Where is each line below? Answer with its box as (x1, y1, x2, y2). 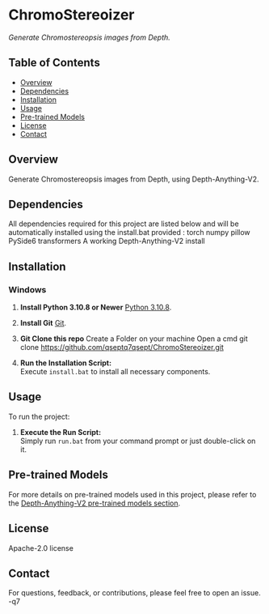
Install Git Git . (19, 318, 67, 328)
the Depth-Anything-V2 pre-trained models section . (8, 498, 181, 508)
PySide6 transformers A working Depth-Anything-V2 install (8, 237, 205, 246)
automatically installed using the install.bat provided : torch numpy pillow (8, 228, 250, 237)
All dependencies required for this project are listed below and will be (8, 219, 240, 228)
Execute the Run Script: (19, 427, 102, 437)
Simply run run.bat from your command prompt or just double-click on (19, 436, 256, 446)
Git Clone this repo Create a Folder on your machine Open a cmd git (19, 334, 248, 343)
